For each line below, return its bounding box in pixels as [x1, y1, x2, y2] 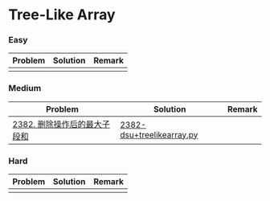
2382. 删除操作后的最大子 [12, 118, 111, 129]
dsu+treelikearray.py [120, 129, 198, 140]
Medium [8, 83, 42, 94]
